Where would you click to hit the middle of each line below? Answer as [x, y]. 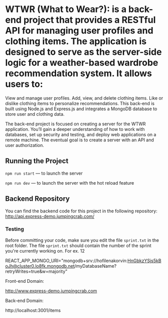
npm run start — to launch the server [44, 173]
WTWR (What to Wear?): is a [66, 9]
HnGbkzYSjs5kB [144, 261]
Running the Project [37, 161]
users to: [24, 84]
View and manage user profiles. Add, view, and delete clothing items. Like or [84, 98]
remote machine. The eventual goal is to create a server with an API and [80, 140]
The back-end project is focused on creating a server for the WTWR [76, 124]
